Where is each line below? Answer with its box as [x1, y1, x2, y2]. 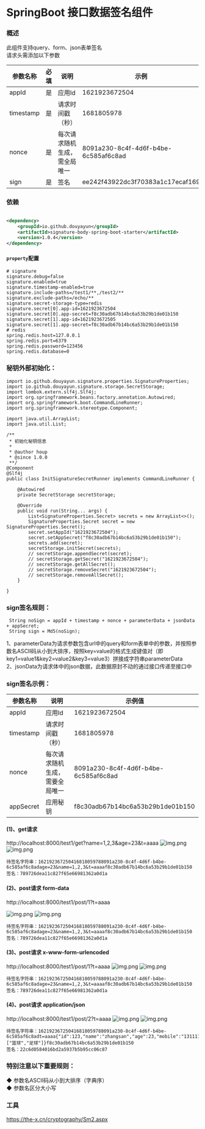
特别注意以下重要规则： [6, 1062, 75, 1070]
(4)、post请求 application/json [6, 1001, 85, 1009]
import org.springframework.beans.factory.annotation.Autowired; [6, 394, 176, 401]
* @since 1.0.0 [9, 454, 48, 461]
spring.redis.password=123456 [6, 343, 84, 349]
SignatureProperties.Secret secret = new [28, 518, 135, 525]
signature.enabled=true [6, 279, 67, 285]
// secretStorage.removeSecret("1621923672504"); [28, 566, 157, 572]
